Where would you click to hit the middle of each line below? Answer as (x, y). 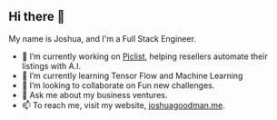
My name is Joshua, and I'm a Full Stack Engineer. (103, 38)
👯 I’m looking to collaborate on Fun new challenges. (118, 85)
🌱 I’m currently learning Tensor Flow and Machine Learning (132, 75)
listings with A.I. (51, 65)
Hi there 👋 (37, 17)
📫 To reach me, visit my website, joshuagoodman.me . (124, 105)
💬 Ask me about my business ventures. (94, 95)
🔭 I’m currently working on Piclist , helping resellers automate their (145, 56)
